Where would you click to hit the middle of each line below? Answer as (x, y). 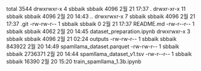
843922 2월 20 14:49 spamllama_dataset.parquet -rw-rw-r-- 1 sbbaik (93, 46)
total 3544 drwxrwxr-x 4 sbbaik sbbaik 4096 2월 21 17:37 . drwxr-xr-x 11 (96, 9)
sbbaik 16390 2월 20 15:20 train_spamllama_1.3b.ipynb (74, 61)
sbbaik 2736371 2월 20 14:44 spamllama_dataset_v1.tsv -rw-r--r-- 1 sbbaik (99, 54)
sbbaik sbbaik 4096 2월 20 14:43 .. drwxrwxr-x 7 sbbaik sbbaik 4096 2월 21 (101, 16)
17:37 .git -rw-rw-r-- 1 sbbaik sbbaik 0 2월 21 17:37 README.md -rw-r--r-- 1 (100, 24)
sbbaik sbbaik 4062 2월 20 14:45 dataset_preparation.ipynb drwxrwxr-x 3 (98, 31)
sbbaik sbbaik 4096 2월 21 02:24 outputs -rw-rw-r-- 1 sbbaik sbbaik (91, 39)
